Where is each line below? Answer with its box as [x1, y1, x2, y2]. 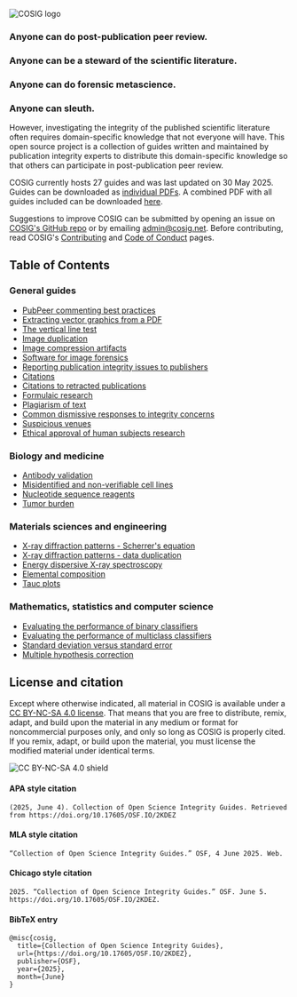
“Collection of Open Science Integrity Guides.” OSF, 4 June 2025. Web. [9, 849, 284, 857]
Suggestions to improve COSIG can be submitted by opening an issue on [9, 213, 276, 224]
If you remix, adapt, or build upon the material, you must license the [9, 736, 256, 746]
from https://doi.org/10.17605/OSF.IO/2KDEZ [9, 810, 176, 819]
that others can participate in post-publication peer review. [9, 160, 224, 171]
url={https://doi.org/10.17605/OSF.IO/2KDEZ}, [17, 949, 192, 959]
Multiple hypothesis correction [21, 649, 135, 659]
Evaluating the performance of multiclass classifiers [21, 630, 212, 641]
